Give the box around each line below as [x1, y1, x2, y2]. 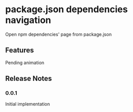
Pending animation [5, 60, 45, 66]
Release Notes [5, 74, 52, 83]
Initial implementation [5, 101, 50, 107]
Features [5, 46, 34, 54]
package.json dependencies [5, 4, 128, 15]
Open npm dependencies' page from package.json [5, 31, 112, 37]
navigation [5, 14, 51, 26]
